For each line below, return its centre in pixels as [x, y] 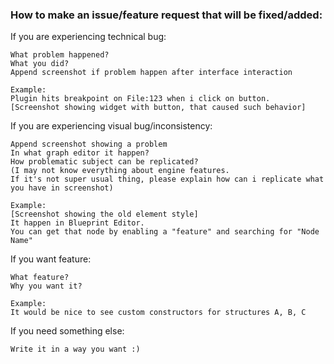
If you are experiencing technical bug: [88, 37]
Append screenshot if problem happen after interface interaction [151, 73]
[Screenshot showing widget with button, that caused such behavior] [158, 108]
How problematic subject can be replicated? [104, 162]
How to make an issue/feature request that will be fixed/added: [166, 15]
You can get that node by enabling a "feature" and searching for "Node [165, 232]
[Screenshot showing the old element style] [104, 214]
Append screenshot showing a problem [89, 144]
